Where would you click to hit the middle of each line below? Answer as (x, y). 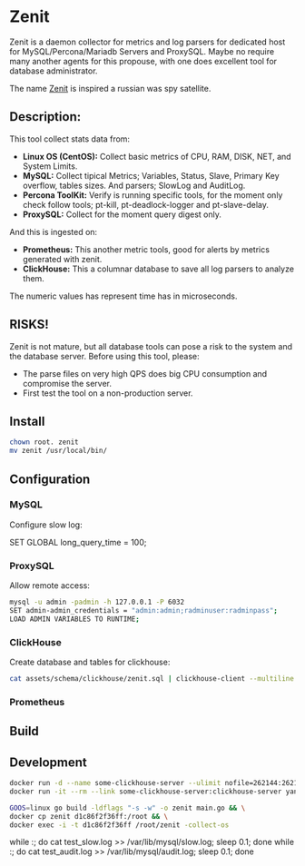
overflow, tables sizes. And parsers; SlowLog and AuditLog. (134, 185)
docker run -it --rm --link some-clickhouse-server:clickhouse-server (146, 792)
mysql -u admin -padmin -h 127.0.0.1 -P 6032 (97, 602)
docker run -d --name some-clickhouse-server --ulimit (115, 783)
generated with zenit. (62, 259)
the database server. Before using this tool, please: (104, 356)
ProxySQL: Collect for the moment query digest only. (122, 214)
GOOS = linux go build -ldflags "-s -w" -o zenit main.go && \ (128, 808)
